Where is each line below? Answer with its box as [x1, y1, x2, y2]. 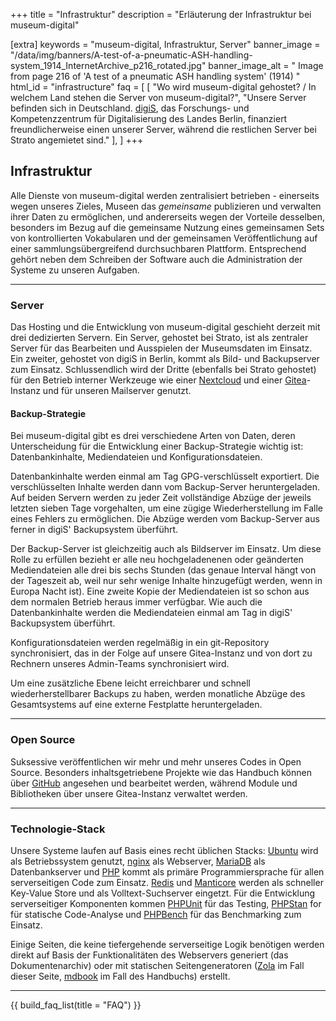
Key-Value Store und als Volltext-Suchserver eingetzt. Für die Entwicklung [10, 887, 316, 899]
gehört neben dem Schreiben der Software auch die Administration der [10, 253, 303, 265]
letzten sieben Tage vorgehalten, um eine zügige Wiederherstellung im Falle [10, 502, 324, 514]
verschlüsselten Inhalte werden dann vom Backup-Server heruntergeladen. [10, 481, 321, 493]
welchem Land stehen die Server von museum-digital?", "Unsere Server [10, 92, 307, 103]
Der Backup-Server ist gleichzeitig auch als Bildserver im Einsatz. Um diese [10, 543, 322, 555]
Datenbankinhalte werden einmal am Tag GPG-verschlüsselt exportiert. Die [10, 470, 320, 483]
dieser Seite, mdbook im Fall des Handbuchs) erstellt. [10, 970, 231, 982]
